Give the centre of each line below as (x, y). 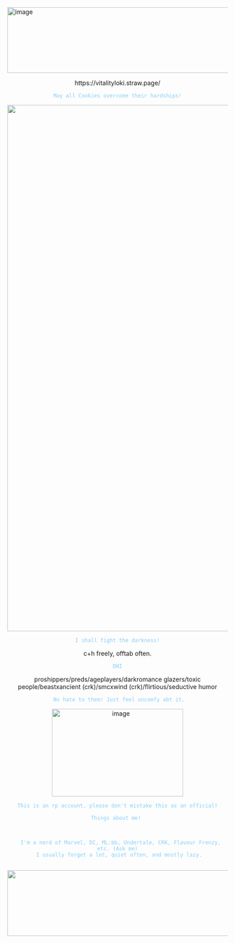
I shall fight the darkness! (117, 641)
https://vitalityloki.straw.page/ (117, 83)
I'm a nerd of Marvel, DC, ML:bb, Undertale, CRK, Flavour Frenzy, (121, 843)
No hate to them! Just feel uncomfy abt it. (119, 700)
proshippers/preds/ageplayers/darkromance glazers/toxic (117, 679)
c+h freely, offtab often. (117, 653)
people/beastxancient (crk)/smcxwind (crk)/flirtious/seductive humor (117, 687)
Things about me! (116, 818)
